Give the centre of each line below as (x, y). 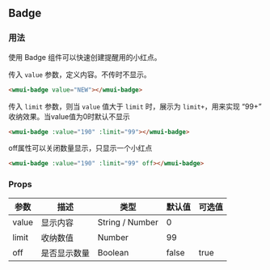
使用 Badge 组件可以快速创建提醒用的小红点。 (85, 57)
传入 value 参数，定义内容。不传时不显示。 (80, 74)
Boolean (113, 252)
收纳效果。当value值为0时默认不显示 (70, 116)
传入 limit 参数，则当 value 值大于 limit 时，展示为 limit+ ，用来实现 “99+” (135, 106)
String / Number (128, 222)
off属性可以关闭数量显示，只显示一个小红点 (80, 148)
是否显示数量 (65, 253)
